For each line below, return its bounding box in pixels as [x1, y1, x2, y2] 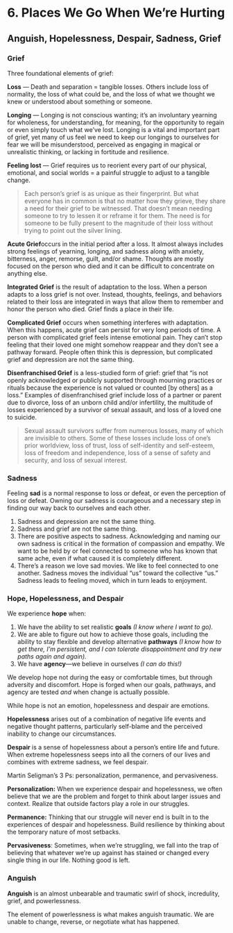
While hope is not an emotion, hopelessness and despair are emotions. [7, 702, 210, 710]
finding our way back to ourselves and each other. [7, 504, 151, 512]
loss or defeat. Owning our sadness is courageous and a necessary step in [7, 497, 221, 505]
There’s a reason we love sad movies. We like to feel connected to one [17, 561, 218, 570]
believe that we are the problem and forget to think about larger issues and [7, 792, 221, 800]
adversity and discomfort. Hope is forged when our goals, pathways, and [7, 681, 216, 689]
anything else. [7, 269, 48, 277]
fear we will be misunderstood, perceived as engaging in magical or [7, 140, 201, 149]
